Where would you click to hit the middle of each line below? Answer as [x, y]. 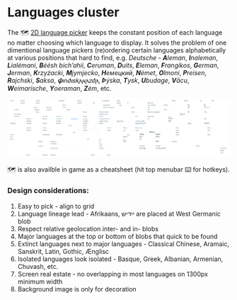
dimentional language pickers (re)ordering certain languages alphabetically [117, 50]
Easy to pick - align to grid [56, 206]
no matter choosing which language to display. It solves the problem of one [117, 43]
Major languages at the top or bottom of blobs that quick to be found [117, 236]
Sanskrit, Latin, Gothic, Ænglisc [63, 251]
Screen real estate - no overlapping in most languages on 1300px [113, 274]
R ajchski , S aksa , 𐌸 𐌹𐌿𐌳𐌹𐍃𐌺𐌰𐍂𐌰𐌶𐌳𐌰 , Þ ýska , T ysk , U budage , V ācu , [98, 80]
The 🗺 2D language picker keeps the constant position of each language [115, 32]
